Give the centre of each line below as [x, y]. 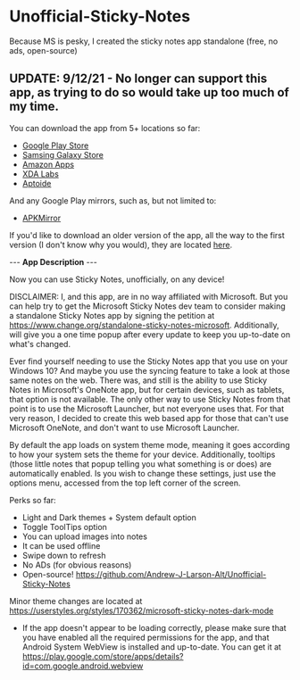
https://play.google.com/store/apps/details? [103, 656]
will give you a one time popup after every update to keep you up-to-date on [150, 334]
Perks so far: [33, 500]
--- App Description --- [54, 261]
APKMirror [42, 218]
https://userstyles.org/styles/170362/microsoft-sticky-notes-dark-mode [142, 610]
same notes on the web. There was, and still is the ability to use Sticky [138, 380]
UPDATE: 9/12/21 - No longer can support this [138, 79]
